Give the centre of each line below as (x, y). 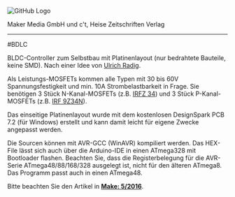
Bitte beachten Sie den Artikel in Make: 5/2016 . (76, 186)
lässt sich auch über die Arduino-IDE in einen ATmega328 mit (107, 151)
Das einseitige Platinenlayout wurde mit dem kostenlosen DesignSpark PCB (116, 115)
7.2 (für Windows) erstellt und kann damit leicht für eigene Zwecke (103, 122)
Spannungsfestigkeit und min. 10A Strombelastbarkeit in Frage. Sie (103, 86)
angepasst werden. (35, 130)
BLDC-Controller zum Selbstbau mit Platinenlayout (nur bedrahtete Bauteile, (116, 58)
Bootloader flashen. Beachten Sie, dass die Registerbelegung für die (106, 158)
